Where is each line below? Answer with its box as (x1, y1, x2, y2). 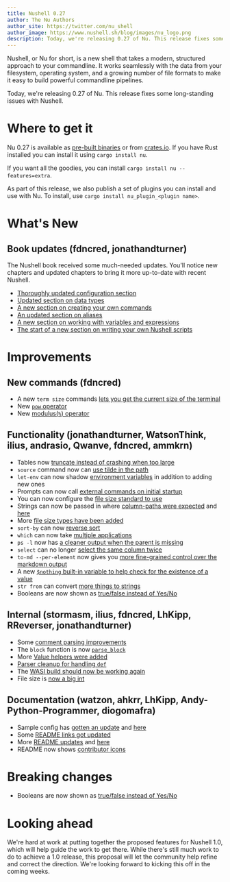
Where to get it (7, 121, 94, 136)
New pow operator (16, 402, 67, 411)
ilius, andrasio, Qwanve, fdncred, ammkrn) (7, 440, 193, 452)
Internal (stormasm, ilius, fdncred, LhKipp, (7, 609, 192, 621)
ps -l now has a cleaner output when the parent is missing (16, 538, 183, 546)
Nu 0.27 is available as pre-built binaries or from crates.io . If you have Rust (7, 143, 218, 151)
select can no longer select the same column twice (16, 546, 163, 554)
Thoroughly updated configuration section (16, 289, 137, 297)
